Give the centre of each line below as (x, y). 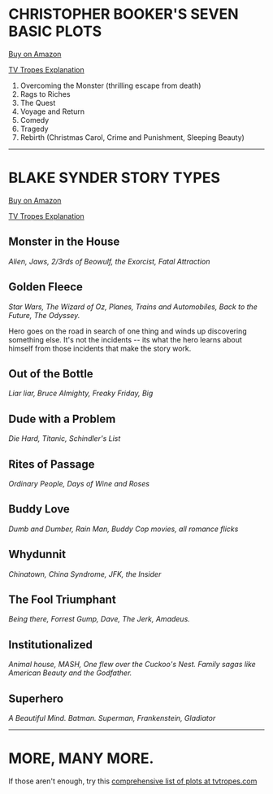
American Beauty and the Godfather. (70, 673)
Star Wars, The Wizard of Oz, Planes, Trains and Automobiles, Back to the (133, 307)
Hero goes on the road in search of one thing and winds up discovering (128, 331)
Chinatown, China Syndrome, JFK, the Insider (85, 574)
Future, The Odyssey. (44, 315)
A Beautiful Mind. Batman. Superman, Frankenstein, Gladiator (112, 718)
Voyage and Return (52, 111)
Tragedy (34, 129)
